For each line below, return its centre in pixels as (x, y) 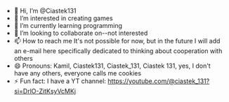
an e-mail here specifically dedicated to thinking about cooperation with (118, 51)
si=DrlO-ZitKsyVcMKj (45, 91)
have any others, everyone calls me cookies (78, 73)
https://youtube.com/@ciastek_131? (159, 81)
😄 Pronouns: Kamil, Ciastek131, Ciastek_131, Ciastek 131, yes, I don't (112, 66)
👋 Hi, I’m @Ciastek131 (45, 11)
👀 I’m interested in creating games (64, 18)
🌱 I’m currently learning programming (68, 25)
